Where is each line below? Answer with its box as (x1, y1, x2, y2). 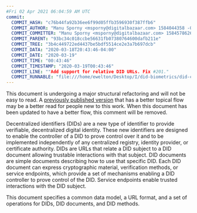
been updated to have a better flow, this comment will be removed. (6, 109, 168, 116)
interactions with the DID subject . (6, 182, 87, 190)
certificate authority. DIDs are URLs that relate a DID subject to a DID (6, 145, 172, 153)
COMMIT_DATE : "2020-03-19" (11, 52, 77, 58)
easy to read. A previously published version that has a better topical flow (6, 96, 184, 103)
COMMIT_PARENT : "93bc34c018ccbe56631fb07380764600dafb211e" (11, 36, 161, 42)
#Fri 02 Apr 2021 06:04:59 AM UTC (6, 8, 91, 15)
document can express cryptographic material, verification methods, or (6, 164, 179, 171)
